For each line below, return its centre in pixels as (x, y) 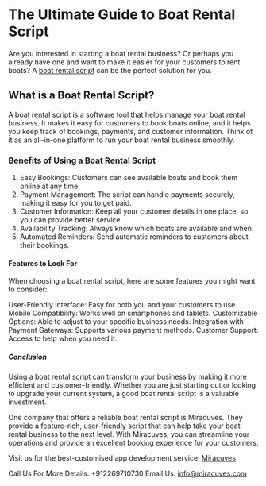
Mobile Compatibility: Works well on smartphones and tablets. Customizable (133, 313)
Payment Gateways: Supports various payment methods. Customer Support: (133, 330)
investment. (27, 402)
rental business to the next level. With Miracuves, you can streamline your (129, 434)
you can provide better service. (71, 220)
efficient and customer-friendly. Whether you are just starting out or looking (132, 385)
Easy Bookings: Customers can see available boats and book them (129, 178)
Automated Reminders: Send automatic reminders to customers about (134, 237)
